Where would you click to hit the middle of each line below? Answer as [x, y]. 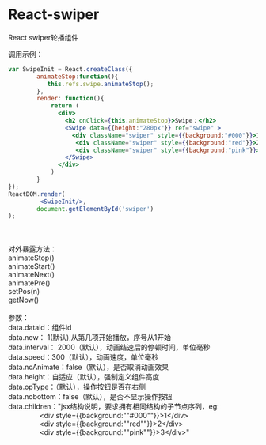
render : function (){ [70, 99]
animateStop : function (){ [78, 77]
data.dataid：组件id [40, 328]
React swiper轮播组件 [44, 37]
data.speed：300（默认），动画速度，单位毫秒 [84, 357]
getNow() [24, 300]
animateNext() [32, 275]
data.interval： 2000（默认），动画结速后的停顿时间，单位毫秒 [109, 347]
